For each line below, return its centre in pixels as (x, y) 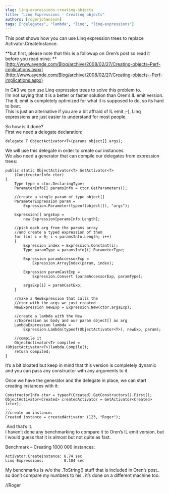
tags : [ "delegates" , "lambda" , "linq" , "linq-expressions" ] (70, 24)
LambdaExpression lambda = (43, 325)
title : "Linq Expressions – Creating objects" (55, 15)
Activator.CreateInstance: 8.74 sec (44, 456)
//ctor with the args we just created (55, 303)
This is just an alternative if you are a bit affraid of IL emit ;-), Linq (73, 112)
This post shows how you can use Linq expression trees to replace (74, 38)
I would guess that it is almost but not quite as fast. (58, 437)
